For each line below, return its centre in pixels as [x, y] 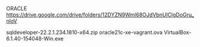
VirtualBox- [178, 32]
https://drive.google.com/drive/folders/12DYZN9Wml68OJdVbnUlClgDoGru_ [100, 15]
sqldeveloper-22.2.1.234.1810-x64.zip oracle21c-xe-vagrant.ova [84, 32]
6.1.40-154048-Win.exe [35, 38]
